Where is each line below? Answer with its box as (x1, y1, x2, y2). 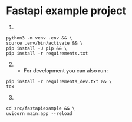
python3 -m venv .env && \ (6, 35, 72, 41)
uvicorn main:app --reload (6, 110, 72, 116)
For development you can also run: (23, 67, 108, 74)
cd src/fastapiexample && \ (6, 105, 75, 111)
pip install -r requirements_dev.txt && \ (6, 78, 112, 84)
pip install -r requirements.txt (6, 50, 88, 57)
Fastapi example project (6, 4, 127, 18)
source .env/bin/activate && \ (6, 40, 83, 46)
